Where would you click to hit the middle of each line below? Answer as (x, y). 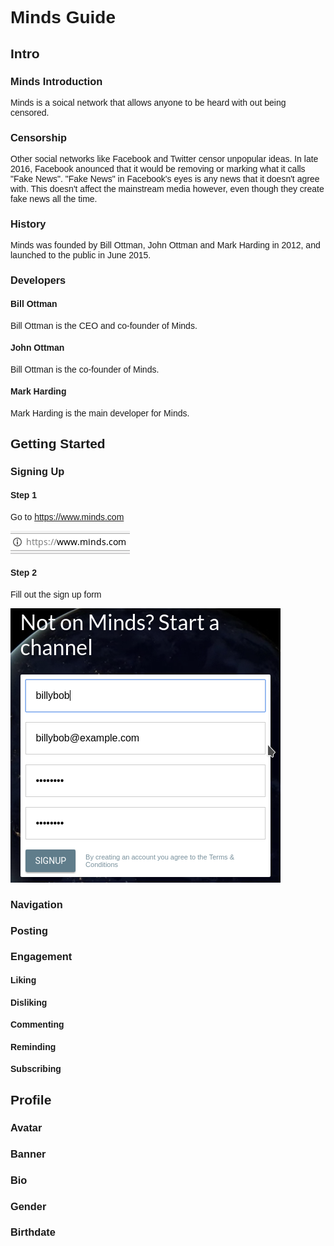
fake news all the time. (54, 199)
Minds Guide (63, 17)
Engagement (41, 956)
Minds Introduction (56, 81)
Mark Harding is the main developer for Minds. (100, 413)
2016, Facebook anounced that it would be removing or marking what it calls (158, 169)
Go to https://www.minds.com (67, 516)
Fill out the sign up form (56, 594)
